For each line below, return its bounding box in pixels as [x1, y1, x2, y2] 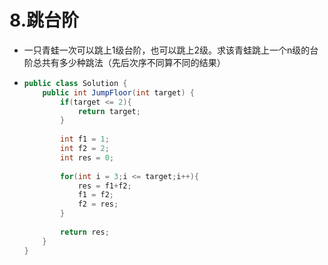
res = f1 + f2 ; [77, 181, 132, 191]
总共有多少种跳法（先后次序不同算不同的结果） [32, 56, 226, 68]
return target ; [77, 106, 141, 116]
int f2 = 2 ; [60, 144, 110, 154]
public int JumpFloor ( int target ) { [42, 87, 195, 98]
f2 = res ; [77, 199, 119, 210]
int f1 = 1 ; [60, 134, 110, 145]
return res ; [60, 227, 110, 237]
